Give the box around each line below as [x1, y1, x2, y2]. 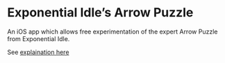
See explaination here [7, 48, 69, 56]
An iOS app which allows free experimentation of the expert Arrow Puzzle [7, 27, 218, 36]
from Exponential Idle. [7, 34, 70, 42]
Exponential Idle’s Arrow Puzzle [7, 5, 194, 21]
